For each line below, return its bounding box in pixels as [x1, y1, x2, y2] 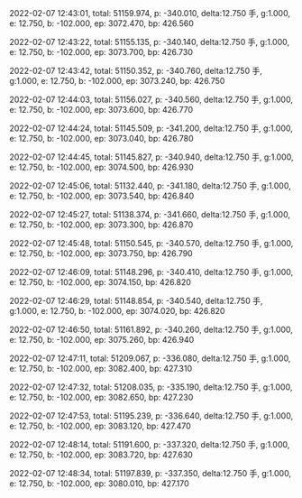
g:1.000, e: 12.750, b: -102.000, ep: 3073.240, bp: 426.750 [9, 76, 225, 86]
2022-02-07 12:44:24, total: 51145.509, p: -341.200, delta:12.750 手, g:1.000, [9, 123, 293, 134]
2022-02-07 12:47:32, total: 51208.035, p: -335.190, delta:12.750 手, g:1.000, [9, 382, 293, 392]
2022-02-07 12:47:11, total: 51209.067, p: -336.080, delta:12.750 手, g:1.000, [9, 353, 291, 364]
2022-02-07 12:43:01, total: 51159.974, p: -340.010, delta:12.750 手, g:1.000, [9, 8, 291, 18]
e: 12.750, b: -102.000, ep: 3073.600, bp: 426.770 [9, 105, 194, 115]
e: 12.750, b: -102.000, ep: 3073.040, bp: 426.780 [9, 134, 194, 143]
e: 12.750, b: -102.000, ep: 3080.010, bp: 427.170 [9, 478, 189, 489]
